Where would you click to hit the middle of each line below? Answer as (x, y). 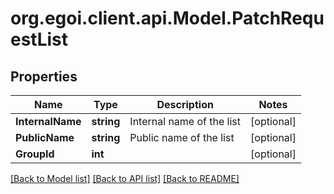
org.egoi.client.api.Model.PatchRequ (167, 18)
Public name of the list (182, 137)
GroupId (35, 154)
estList (39, 39)
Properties (44, 76)
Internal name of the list (185, 121)
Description (185, 104)
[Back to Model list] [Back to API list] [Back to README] (125, 178)
